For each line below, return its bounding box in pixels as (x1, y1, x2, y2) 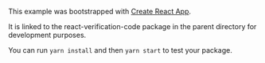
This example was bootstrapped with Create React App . (8, 7, 192, 16)
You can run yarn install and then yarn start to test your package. (8, 46, 232, 54)
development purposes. (8, 31, 87, 39)
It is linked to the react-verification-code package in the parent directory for (8, 22, 257, 31)
